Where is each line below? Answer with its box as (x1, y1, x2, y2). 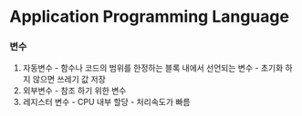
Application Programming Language (9, 6, 290, 27)
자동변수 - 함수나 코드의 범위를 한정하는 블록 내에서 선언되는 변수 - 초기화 (22, 63, 284, 73)
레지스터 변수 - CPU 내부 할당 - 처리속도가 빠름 (22, 97, 191, 108)
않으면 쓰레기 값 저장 (32, 74, 107, 85)
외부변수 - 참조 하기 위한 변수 (22, 85, 127, 96)
